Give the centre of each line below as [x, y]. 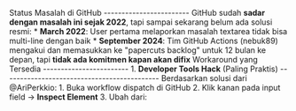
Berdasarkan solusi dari [204, 78]
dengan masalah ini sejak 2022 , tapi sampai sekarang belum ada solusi [141, 22]
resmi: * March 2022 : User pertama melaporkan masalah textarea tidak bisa [148, 31]
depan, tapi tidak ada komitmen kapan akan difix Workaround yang [134, 59]
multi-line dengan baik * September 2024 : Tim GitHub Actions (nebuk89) [144, 41]
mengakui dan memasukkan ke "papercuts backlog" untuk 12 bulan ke [138, 50]
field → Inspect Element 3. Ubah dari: [78, 97]
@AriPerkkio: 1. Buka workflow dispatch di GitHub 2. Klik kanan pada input [145, 88]
